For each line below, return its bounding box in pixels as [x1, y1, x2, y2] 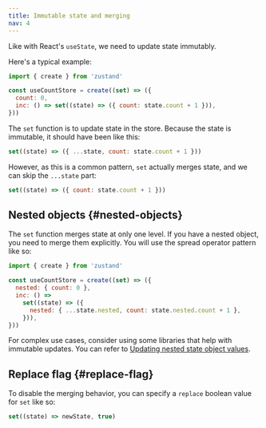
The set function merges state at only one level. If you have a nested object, [8, 229, 260, 239]
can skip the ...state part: [8, 170, 97, 180]
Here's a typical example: [8, 57, 92, 67]
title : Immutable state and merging [8, 11, 130, 20]
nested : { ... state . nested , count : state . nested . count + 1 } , [29, 306, 241, 314]
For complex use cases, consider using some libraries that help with [8, 336, 232, 345]
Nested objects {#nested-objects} [8, 208, 184, 222]
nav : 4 [8, 19, 30, 27]
